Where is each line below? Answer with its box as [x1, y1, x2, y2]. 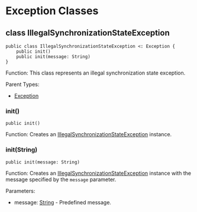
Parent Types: [5, 81, 40, 88]
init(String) [5, 146, 38, 154]
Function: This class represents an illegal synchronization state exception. [5, 69, 186, 76]
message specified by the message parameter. [5, 176, 117, 183]
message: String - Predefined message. [14, 198, 112, 205]
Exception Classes [5, 4, 99, 18]
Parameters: [5, 187, 35, 194]
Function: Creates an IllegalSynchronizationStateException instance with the [5, 169, 192, 176]
